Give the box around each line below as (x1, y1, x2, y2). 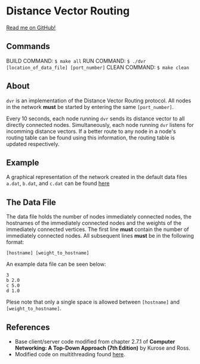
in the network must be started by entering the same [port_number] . (6, 103, 174, 110)
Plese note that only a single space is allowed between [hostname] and (6, 298, 180, 306)
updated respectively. (6, 140, 60, 147)
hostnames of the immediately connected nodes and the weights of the (6, 220, 182, 227)
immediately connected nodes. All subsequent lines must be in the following (6, 232, 194, 239)
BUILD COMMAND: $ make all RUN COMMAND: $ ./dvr (6, 57, 146, 64)
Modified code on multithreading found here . (14, 351, 125, 357)
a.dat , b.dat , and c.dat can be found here (6, 180, 110, 187)
